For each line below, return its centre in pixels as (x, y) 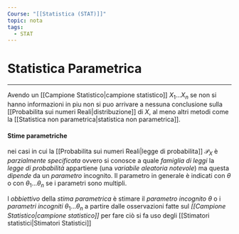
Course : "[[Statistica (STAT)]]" (57, 14)
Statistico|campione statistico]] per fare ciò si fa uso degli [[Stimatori (108, 215)
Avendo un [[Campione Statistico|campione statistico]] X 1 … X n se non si (112, 96)
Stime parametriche (37, 135)
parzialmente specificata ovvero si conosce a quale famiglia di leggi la (111, 160)
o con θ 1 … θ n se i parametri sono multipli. (67, 184)
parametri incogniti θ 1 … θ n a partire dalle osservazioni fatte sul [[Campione (117, 207)
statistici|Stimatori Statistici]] (49, 223)
